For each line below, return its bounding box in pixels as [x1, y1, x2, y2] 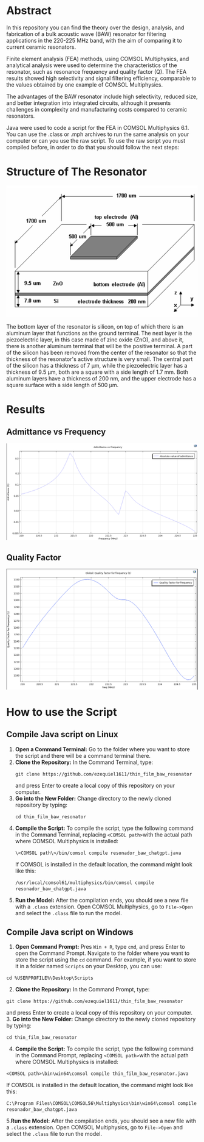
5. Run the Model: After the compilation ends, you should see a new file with [6, 1117, 196, 1125]
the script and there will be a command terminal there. [15, 752, 151, 759]
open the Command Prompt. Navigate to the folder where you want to [15, 949, 190, 957]
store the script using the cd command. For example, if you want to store [15, 956, 197, 963]
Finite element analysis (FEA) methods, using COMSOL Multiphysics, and [6, 55, 189, 62]
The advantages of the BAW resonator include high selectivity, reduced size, [6, 93, 198, 100]
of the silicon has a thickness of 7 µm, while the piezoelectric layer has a [6, 362, 188, 369]
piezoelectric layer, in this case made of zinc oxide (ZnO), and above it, [6, 336, 184, 343]
